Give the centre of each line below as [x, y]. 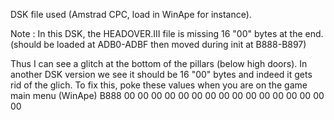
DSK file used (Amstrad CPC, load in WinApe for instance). [131, 14]
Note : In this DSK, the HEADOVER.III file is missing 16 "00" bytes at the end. [167, 33]
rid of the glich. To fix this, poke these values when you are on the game [159, 85]
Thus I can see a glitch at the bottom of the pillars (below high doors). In [159, 63]
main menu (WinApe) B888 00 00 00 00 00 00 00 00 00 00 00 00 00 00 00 [167, 95]
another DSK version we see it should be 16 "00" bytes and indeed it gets [161, 74]
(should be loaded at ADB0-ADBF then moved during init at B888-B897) [158, 44]
